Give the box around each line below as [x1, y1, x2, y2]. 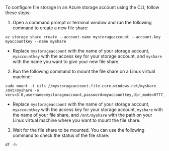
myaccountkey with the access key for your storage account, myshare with [12, 107, 163, 113]
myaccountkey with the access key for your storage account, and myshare [12, 53, 162, 59]
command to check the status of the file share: [12, 132, 110, 138]
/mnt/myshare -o [5, 88, 39, 93]
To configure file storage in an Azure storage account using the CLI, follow [5, 5, 159, 10]
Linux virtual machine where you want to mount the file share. [12, 117, 141, 123]
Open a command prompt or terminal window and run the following [12, 20, 152, 25]
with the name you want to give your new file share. [12, 59, 120, 65]
